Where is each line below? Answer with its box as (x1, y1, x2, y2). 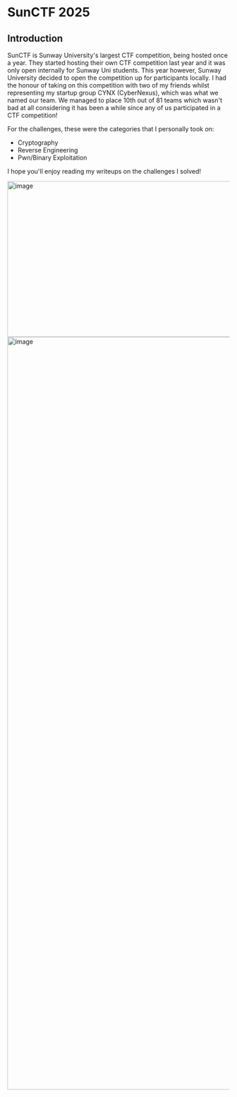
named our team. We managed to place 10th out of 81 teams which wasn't (7, 96, 222, 104)
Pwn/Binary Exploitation (17, 153, 87, 162)
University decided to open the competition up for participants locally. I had (7, 73, 227, 82)
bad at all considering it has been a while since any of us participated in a (7, 104, 221, 112)
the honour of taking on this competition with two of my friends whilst (7, 81, 209, 89)
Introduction (7, 32, 63, 44)
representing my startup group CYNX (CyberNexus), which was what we (7, 89, 219, 97)
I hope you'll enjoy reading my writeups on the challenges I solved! (7, 167, 202, 175)
